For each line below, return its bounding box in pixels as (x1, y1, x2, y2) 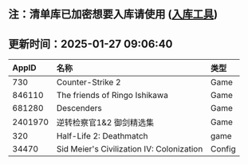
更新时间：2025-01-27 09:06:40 (8, 37, 173, 50)
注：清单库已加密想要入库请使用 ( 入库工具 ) (8, 7, 218, 22)
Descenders (56, 103, 102, 114)
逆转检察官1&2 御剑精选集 (56, 117, 154, 128)
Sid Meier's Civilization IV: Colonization (56, 143, 203, 155)
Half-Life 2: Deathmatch (56, 131, 149, 142)
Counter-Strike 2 (56, 77, 121, 88)
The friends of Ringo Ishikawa (56, 90, 169, 101)
